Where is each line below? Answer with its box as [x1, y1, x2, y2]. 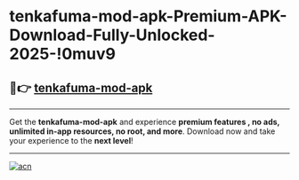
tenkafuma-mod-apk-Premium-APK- [9, 6, 287, 27]
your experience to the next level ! [9, 136, 133, 145]
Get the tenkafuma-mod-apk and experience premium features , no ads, [9, 117, 280, 127]
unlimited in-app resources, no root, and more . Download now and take [9, 126, 276, 137]
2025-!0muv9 [9, 44, 116, 64]
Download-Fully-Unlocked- [9, 25, 215, 45]
